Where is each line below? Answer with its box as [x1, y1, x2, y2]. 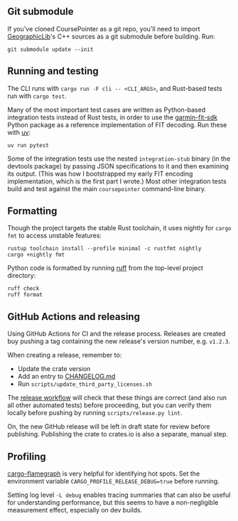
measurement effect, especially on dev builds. [7, 506, 143, 515]
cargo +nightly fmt [7, 252, 65, 259]
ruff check [7, 285, 40, 292]
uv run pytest [7, 141, 50, 149]
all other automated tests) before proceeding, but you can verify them [7, 401, 212, 409]
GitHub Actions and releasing [7, 311, 141, 323]
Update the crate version [17, 365, 91, 373]
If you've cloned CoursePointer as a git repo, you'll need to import [7, 24, 200, 33]
